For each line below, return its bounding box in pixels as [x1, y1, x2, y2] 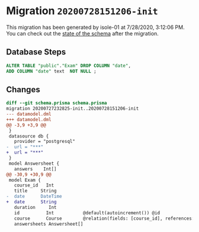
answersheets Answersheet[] [14, 221, 84, 227]
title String [14, 188, 57, 194]
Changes [6, 84, 40, 94]
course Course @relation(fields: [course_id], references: [14, 215, 195, 221]
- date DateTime [6, 194, 62, 200]
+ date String [6, 199, 57, 205]
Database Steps [6, 47, 66, 57]
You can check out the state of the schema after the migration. [6, 30, 159, 37]
